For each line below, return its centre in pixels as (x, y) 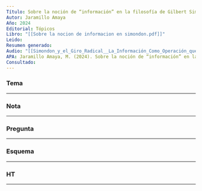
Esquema (20, 151)
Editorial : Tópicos (31, 29)
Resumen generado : (29, 46)
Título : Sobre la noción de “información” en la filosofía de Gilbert (96, 12)
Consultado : (21, 62)
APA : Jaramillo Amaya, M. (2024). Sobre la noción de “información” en (98, 57)
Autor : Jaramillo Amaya (36, 17)
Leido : (14, 40)
